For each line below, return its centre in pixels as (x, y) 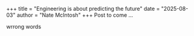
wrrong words (24, 27)
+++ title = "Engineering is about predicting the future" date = (83, 9)
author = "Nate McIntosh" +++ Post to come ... (75, 15)
